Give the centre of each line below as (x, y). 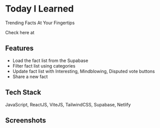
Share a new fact (30, 77)
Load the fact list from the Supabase (50, 60)
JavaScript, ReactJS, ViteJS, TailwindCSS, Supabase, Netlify (68, 104)
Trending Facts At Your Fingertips (40, 23)
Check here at (20, 32)
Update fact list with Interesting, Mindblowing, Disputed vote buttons (84, 71)
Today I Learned (39, 9)
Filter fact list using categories (44, 66)
